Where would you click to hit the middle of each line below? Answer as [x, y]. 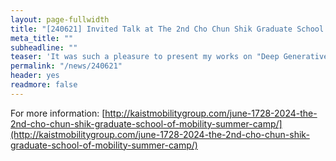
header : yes [35, 76]
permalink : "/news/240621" [66, 66]
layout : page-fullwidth [60, 19]
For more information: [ [58, 113]
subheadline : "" [44, 47]
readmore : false [44, 85]
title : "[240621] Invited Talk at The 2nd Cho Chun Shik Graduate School [167, 29]
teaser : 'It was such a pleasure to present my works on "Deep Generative [169, 57]
